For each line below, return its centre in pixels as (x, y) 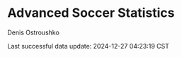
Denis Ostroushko (34, 32)
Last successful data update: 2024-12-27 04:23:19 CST (89, 46)
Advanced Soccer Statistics (91, 13)
